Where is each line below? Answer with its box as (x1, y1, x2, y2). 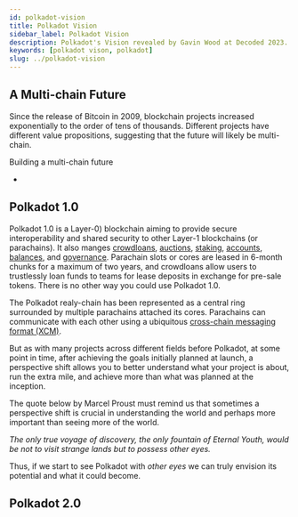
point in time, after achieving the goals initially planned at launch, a (9, 352, 254, 363)
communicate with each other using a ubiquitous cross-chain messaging (9, 316, 276, 327)
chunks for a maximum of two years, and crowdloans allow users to (9, 261, 257, 271)
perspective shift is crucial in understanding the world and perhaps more (9, 407, 276, 418)
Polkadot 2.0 (9, 496, 82, 512)
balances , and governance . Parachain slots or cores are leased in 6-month (9, 251, 283, 263)
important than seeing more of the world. (9, 416, 160, 427)
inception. (9, 380, 46, 392)
